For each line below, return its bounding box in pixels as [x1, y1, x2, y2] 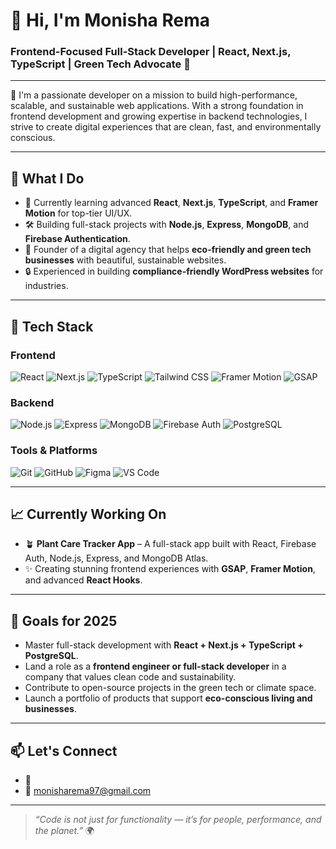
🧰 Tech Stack [10, 318, 94, 335]
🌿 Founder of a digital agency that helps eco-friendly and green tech [24, 244, 312, 256]
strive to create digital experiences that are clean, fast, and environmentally [10, 121, 322, 133]
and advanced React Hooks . [24, 574, 143, 586]
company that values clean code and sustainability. [24, 671, 237, 683]
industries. [24, 280, 69, 292]
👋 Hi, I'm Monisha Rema [10, 9, 210, 32]
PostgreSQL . [24, 650, 79, 662]
